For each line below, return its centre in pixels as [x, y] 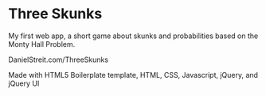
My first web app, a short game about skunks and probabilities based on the [133, 36]
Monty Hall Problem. [42, 44]
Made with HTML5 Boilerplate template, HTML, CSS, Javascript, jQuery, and [133, 75]
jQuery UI [24, 83]
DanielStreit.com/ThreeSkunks [59, 60]
